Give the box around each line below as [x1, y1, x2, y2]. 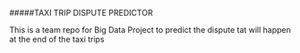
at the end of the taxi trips [9, 34, 105, 44]
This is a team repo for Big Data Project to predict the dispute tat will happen [9, 25, 291, 34]
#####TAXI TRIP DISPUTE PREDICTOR [9, 8, 154, 18]
